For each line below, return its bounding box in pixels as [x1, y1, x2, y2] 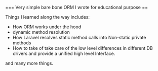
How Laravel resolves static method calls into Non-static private [12, 35, 146, 40]
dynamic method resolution [12, 29, 70, 35]
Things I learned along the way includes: [5, 14, 90, 20]
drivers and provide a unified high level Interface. [12, 50, 115, 56]
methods [12, 40, 31, 46]
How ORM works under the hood [12, 24, 82, 30]
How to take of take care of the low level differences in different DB [12, 45, 153, 51]
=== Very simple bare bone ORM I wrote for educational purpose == [5, 5, 148, 10]
